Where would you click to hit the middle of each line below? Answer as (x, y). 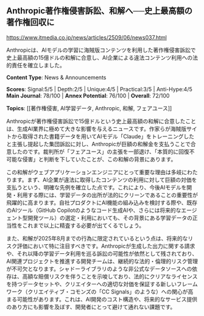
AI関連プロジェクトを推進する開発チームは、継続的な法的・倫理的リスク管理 (102, 261)
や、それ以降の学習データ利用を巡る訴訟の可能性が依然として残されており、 (102, 253)
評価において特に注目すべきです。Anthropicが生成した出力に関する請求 (106, 246)
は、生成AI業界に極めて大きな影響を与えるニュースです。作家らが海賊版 (97, 128)
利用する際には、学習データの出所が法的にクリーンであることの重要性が (107, 195)
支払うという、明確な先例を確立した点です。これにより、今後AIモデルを (97, 187)
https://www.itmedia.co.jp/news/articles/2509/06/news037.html (87, 37)
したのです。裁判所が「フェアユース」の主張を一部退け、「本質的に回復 (100, 152)
